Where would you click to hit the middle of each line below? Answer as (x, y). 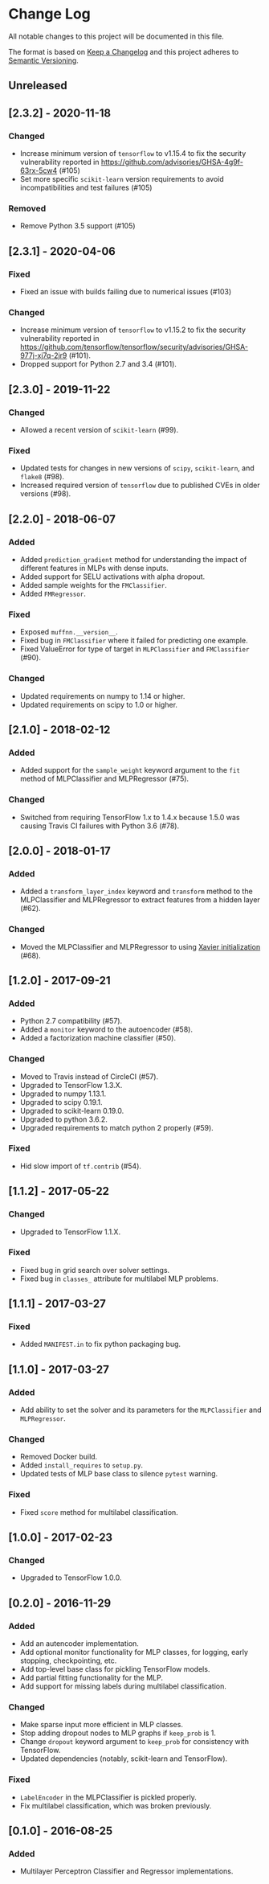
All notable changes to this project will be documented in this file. (116, 36)
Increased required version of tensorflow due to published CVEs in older (140, 485)
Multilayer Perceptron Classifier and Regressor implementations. (126, 1871)
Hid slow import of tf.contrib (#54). (81, 1166)
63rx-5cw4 (39, 170)
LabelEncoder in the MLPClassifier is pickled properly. (108, 1797)
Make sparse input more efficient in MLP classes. (101, 1725)
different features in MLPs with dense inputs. (94, 568)
